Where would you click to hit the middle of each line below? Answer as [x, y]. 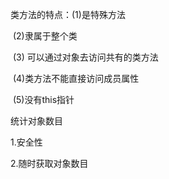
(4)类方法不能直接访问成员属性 [76, 78]
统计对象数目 [36, 121]
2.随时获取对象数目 [49, 163]
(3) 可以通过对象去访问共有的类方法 [85, 57]
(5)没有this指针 [43, 99]
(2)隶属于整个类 [45, 36]
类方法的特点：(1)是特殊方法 [68, 14]
